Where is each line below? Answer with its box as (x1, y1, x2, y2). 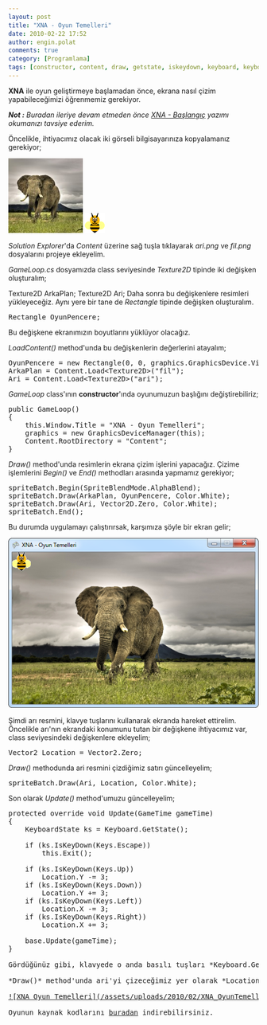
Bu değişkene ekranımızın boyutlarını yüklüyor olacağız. (8, 327, 191, 337)
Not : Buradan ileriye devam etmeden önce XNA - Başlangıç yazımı (8, 110, 229, 119)
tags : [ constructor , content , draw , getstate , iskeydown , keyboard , (8, 64, 240, 72)
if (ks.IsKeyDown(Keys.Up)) (25, 865, 134, 874)
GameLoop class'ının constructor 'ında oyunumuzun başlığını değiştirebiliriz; (8, 389, 259, 398)
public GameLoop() (8, 405, 80, 413)
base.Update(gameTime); (25, 937, 118, 945)
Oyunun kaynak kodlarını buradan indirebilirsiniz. (8, 1008, 215, 1017)
